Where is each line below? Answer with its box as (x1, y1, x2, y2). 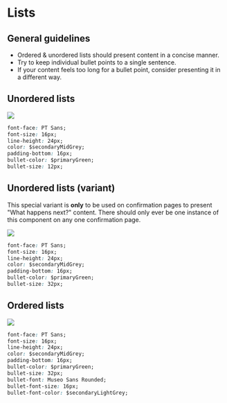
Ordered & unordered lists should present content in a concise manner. (17, 51, 219, 59)
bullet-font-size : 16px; (7, 383, 79, 390)
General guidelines (7, 33, 91, 44)
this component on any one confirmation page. (7, 215, 141, 223)
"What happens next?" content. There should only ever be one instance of (7, 208, 219, 216)
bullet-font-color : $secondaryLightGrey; (7, 389, 129, 396)
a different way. (17, 73, 62, 81)
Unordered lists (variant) (7, 182, 116, 194)
